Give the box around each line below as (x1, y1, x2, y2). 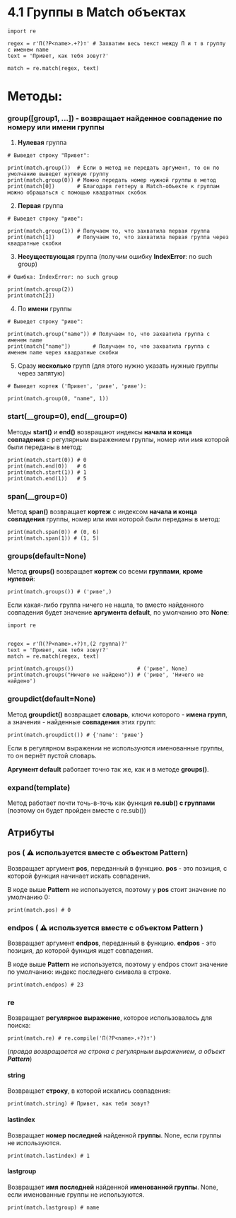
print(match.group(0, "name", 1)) (7, 395, 110, 402)
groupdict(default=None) (7, 694, 96, 704)
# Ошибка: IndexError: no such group (7, 274, 119, 281)
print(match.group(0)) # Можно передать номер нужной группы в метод (7, 177, 217, 184)
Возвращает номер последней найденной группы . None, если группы (7, 1131, 222, 1139)
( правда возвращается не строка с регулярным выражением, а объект (7, 1048, 225, 1056)
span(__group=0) (7, 491, 69, 501)
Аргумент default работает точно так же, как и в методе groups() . (7, 765, 209, 773)
